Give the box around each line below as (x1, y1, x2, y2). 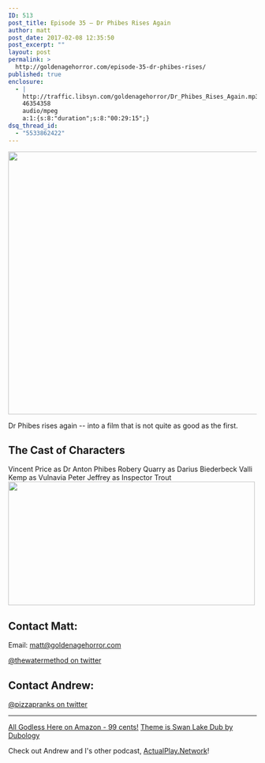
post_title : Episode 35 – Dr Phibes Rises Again (8, 19, 171, 27)
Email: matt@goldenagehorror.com (8, 640, 121, 650)
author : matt (8, 26, 51, 34)
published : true (8, 70, 62, 78)
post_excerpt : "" (8, 41, 65, 49)
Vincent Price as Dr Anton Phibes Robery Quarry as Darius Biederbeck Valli (8, 464, 252, 474)
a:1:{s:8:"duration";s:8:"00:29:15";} (22, 115, 150, 123)
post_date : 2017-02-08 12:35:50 (8, 33, 114, 42)
